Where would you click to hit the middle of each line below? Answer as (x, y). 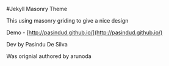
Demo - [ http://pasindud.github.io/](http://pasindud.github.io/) (84, 32)
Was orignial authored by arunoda (49, 56)
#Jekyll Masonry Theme (37, 9)
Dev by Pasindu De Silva (37, 44)
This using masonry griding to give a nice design (67, 20)
